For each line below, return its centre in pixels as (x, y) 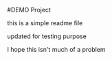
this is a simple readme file (45, 23)
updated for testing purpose (47, 36)
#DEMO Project (29, 10)
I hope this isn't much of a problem (56, 49)
